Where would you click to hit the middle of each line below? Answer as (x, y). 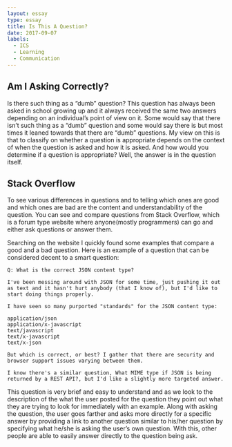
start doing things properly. (51, 294)
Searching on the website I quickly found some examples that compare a (111, 243)
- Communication (37, 59)
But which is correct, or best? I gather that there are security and (111, 355)
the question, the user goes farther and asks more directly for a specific (109, 414)
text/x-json (24, 343)
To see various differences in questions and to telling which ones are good (113, 200)
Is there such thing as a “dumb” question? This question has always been (111, 103)
